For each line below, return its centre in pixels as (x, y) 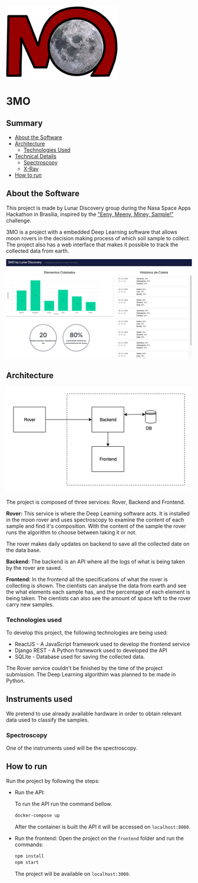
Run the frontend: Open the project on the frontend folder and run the (99, 838)
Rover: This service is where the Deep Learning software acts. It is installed (98, 513)
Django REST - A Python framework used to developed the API (91, 650)
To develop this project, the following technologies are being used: (87, 632)
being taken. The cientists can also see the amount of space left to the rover (99, 598)
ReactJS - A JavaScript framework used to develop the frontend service (102, 644)
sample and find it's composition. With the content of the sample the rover (96, 526)
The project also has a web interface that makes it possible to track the (92, 244)
